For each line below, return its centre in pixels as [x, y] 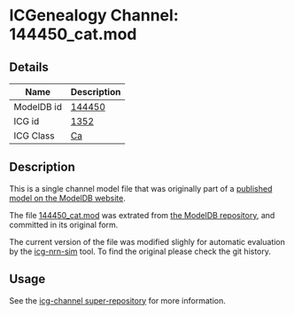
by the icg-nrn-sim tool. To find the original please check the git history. [140, 251]
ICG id [27, 121]
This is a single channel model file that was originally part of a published [141, 188]
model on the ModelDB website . [68, 198]
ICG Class [34, 136]
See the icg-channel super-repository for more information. [117, 300]
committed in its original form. [64, 224]
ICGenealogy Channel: [94, 16]
